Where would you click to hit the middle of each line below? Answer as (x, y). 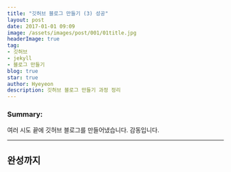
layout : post (26, 20)
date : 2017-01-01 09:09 (41, 26)
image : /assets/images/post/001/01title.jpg (72, 33)
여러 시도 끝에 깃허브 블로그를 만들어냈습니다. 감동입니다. (83, 130)
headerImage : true (33, 39)
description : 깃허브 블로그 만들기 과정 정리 (64, 90)
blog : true (23, 71)
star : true (23, 77)
